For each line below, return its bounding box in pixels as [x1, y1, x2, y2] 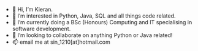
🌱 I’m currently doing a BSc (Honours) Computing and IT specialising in [12, 19, 192, 25]
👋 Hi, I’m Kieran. [12, 6, 53, 13]
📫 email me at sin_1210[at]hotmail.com [12, 38, 110, 46]
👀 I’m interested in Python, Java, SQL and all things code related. [12, 12, 176, 19]
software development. [12, 25, 71, 32]
